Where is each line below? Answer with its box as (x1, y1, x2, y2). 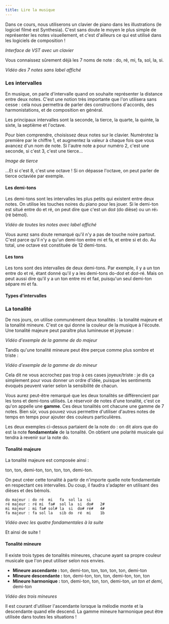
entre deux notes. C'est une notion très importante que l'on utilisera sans (5, 96, 157, 102)
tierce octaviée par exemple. (5, 173, 65, 179)
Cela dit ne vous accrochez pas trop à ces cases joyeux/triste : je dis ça (5, 372, 155, 378)
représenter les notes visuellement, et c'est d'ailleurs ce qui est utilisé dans (5, 32, 161, 38)
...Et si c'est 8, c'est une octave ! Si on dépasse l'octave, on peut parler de (5, 167, 159, 173)
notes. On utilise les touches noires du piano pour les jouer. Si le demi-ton (5, 201, 159, 207)
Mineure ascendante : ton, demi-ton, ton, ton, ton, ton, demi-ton (12, 567, 147, 573)
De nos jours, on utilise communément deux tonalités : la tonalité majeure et (5, 317, 163, 323)
